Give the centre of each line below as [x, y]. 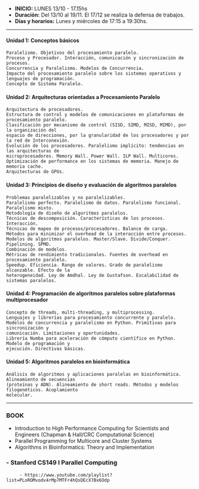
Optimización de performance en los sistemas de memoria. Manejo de [92, 162]
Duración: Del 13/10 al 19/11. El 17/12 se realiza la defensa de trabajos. [99, 15]
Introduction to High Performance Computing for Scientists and [92, 429]
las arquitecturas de [33, 151]
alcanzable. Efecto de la [38, 270]
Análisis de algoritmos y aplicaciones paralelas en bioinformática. [94, 375]
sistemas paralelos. [32, 280]
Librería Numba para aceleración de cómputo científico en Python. [91, 338]
